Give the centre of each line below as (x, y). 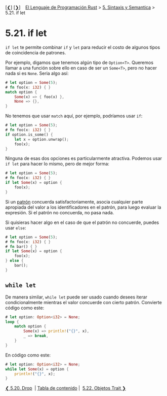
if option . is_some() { (29, 135)
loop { (12, 322)
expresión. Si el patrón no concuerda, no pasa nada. (60, 212)
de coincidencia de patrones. (36, 52)
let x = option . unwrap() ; (42, 139)
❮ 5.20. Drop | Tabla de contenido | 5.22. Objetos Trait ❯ (66, 388)
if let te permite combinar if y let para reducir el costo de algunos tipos (83, 47)
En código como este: (28, 355)
